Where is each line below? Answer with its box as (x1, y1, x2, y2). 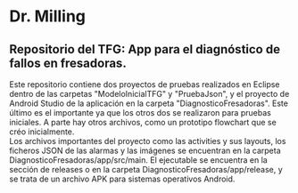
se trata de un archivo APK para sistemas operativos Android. (9, 173, 236, 184)
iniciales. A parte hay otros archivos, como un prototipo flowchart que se (9, 117, 277, 127)
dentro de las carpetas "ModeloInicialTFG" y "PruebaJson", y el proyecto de (9, 89, 290, 99)
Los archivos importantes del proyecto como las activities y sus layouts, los (9, 136, 286, 146)
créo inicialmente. (9, 126, 75, 137)
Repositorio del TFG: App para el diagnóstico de (9, 42, 281, 57)
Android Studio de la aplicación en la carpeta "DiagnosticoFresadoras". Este (9, 98, 288, 109)
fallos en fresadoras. (9, 55, 127, 70)
